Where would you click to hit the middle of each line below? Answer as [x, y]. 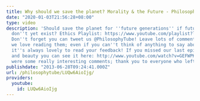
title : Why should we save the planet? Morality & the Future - [87, 12]
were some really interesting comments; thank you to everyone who [97, 61]
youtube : [22, 84]
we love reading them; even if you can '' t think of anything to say [98, 45]
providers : [20, 78]
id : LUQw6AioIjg [37, 89]
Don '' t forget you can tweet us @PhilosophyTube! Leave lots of [93, 39]
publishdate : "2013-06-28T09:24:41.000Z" [58, 67]
